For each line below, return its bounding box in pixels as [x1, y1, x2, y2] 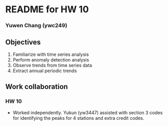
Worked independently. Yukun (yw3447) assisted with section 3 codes [12, 109, 163, 116]
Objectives [5, 37, 41, 47]
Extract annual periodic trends [12, 68, 77, 74]
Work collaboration [5, 82, 68, 91]
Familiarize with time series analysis [12, 51, 89, 57]
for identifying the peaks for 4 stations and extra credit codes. [12, 115, 144, 121]
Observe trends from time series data [12, 62, 92, 68]
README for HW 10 [5, 4, 89, 15]
